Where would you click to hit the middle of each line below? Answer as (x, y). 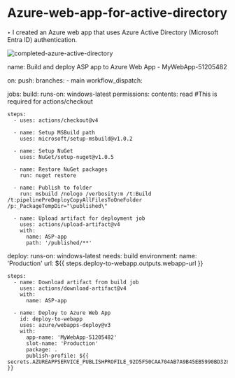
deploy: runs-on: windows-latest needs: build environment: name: (102, 255)
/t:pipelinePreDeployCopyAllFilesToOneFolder (74, 200)
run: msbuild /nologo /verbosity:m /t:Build (86, 194)
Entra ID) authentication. (42, 39)
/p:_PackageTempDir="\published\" (58, 206)
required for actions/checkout (50, 101)
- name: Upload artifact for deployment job (79, 218)
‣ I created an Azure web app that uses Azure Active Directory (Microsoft (113, 32)
